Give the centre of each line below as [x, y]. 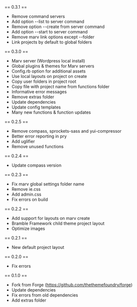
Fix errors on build [30, 200]
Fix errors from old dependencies [45, 295]
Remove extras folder [33, 97]
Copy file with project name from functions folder [60, 86]
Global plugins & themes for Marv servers [53, 66]
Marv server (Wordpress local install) [48, 61]
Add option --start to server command [49, 32]
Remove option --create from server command [58, 27]
